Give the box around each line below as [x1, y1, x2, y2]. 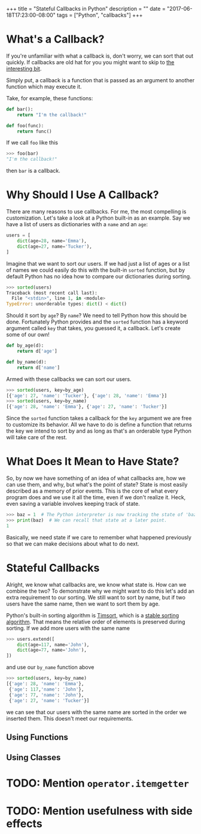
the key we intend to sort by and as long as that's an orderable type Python [6, 427, 191, 434]
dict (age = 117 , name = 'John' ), [17, 641, 90, 647]
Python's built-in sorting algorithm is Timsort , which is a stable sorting [6, 611, 179, 619]
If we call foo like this [6, 139, 59, 146]
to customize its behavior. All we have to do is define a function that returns [6, 421, 193, 428]
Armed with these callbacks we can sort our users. [6, 375, 132, 383]
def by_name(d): [6, 359, 47, 365]
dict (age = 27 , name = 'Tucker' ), [17, 243, 93, 250]
